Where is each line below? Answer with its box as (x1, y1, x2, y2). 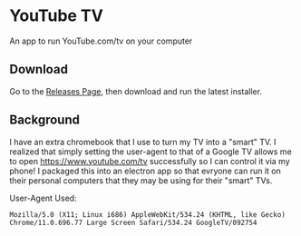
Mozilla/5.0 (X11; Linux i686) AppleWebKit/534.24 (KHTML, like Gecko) (9, 210, 286, 219)
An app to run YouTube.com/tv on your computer (9, 35, 193, 46)
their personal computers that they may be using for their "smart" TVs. (9, 174, 273, 186)
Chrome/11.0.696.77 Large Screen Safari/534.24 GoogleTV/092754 (9, 218, 257, 227)
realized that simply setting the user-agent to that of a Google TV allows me (9, 146, 292, 157)
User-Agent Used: (9, 192, 77, 203)
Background (9, 113, 80, 128)
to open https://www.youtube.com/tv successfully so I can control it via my (9, 155, 290, 166)
